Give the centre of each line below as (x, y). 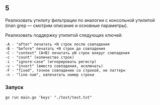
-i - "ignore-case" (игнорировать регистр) (51, 62)
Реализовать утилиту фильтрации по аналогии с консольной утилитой (80, 20)
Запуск (14, 87)
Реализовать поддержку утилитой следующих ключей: (64, 35)
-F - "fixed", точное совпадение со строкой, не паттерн (65, 70)
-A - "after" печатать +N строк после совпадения (58, 44)
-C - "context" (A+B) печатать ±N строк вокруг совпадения (68, 53)
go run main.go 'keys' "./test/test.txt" (49, 98)
